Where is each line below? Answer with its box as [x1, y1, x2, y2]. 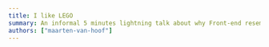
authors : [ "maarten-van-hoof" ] [8, 26, 113, 34]
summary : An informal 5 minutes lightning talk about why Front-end [8, 19, 242, 27]
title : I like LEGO [8, 11, 74, 20]
